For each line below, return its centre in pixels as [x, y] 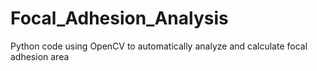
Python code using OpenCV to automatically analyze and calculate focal [159, 46]
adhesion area [40, 56]
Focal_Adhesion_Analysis [119, 18]
